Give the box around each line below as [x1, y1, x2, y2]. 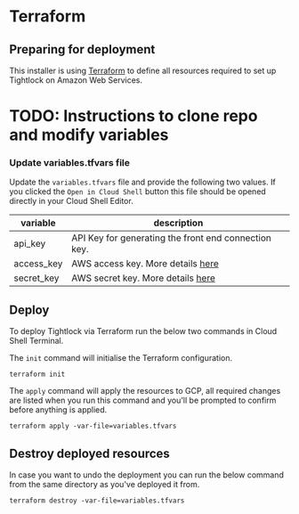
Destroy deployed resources [9, 445, 171, 461]
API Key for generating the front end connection [70, 232, 271, 244]
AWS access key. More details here [70, 257, 220, 270]
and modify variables [9, 125, 169, 145]
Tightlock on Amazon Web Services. [9, 75, 143, 86]
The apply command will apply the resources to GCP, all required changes [9, 386, 281, 396]
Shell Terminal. [9, 336, 64, 347]
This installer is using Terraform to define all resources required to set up [9, 65, 277, 76]
